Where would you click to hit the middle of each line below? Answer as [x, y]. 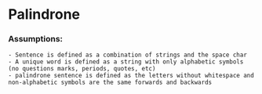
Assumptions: [36, 39]
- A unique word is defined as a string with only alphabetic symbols [126, 62]
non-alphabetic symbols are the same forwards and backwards [110, 83]
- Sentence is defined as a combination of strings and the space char [127, 55]
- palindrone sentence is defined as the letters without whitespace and [131, 76]
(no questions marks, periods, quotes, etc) [82, 69]
